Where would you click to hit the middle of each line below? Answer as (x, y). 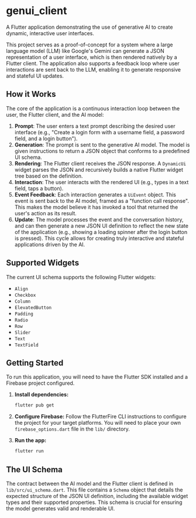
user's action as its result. (46, 213)
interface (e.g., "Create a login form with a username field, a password (99, 132)
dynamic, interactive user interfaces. (50, 33)
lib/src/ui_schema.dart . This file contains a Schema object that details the (94, 490)
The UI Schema (34, 470)
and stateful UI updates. (35, 76)
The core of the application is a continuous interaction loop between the (93, 108)
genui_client (37, 11)
